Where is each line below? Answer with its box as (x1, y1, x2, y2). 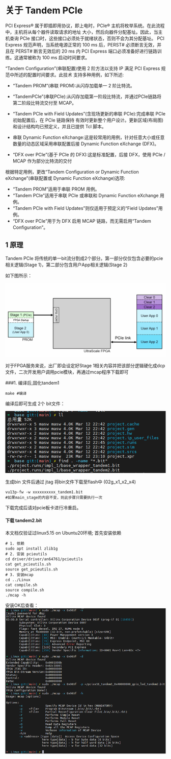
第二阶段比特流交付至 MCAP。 (12, 100, 76, 106)
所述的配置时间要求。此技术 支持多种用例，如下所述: (14, 72, 124, 78)
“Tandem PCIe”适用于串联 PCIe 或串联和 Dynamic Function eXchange (12, 192, 159, 198)
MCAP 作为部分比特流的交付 (12, 158, 72, 164)
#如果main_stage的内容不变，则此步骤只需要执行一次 (5, 495, 103, 501)
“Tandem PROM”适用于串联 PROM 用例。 (12, 186, 100, 192)
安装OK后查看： (5, 602, 39, 608)
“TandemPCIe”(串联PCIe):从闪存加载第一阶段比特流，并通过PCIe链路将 (12, 93, 162, 100)
